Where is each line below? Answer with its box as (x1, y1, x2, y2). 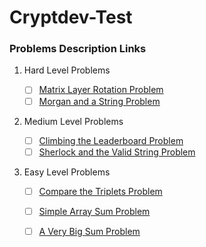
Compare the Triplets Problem (38, 185, 163, 197)
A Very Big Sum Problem (38, 225, 141, 237)
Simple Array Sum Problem (38, 205, 151, 217)
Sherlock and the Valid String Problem (38, 146, 196, 158)
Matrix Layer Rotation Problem (38, 84, 164, 96)
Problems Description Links (9, 42, 147, 56)
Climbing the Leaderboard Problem (38, 134, 184, 146)
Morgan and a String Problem (38, 95, 161, 107)
